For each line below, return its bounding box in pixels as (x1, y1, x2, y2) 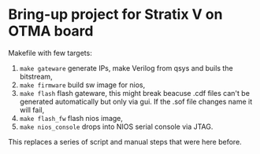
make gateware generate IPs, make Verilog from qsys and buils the (19, 63, 234, 72)
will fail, (19, 104, 45, 115)
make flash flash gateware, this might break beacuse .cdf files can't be (19, 88, 251, 97)
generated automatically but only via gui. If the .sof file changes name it (19, 97, 253, 106)
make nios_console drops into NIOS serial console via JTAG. (19, 122, 214, 131)
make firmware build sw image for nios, (19, 80, 146, 90)
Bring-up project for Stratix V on (8, 5, 223, 24)
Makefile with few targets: (8, 48, 92, 57)
